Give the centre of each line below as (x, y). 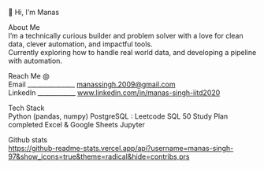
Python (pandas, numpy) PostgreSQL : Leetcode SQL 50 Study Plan (118, 116)
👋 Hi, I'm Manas (34, 12)
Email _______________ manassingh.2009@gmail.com (92, 84)
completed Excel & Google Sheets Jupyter (77, 125)
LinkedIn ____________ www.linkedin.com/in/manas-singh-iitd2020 (114, 93)
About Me (24, 27)
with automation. (35, 61)
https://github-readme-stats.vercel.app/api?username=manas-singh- (121, 148)
